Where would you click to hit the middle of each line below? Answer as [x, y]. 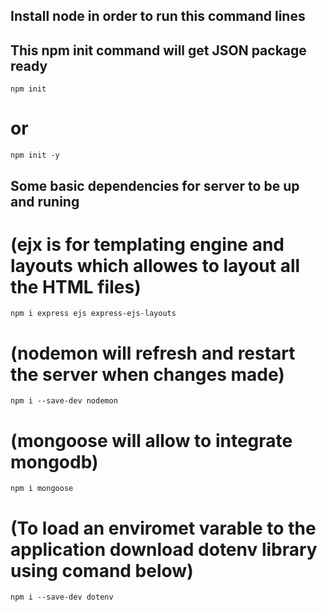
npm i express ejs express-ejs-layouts [93, 314]
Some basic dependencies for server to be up [155, 185]
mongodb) [54, 461]
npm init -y [35, 155]
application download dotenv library [164, 549]
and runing [45, 201]
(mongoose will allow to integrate [151, 440]
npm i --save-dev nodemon [64, 401]
